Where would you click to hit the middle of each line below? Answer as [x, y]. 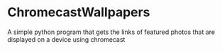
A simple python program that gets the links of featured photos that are [111, 32]
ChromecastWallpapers [79, 12]
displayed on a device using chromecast [66, 39]
